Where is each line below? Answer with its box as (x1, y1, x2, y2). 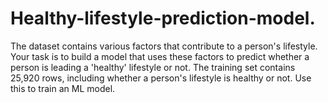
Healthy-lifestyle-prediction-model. (10, 7, 316, 30)
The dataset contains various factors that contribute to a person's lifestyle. (10, 40, 318, 52)
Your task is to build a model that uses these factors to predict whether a (10, 50, 310, 62)
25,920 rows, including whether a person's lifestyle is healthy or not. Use (10, 72, 312, 84)
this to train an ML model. (10, 82, 116, 94)
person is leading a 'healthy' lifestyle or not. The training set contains (10, 61, 296, 73)
